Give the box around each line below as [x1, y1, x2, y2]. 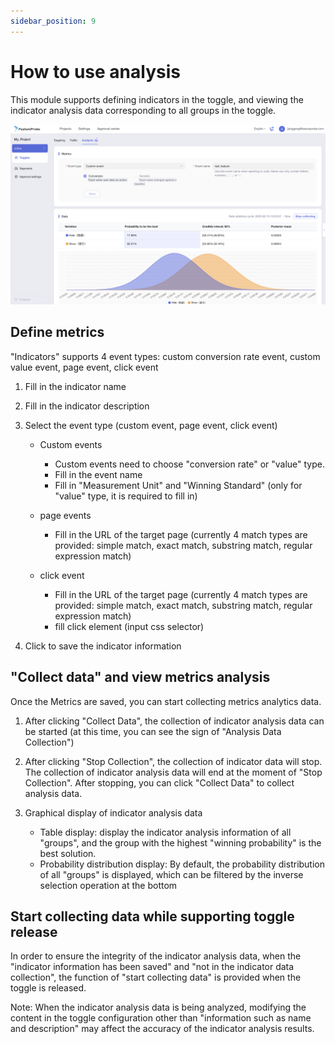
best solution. [39, 847, 97, 859]
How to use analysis [10, 60, 181, 83]
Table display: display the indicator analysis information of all [39, 826, 292, 838]
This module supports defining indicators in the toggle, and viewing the [10, 93, 304, 105]
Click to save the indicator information [24, 640, 182, 652]
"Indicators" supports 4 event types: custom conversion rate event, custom [10, 350, 321, 362]
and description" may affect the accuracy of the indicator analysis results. [10, 1023, 315, 1035]
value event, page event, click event [10, 361, 159, 373]
